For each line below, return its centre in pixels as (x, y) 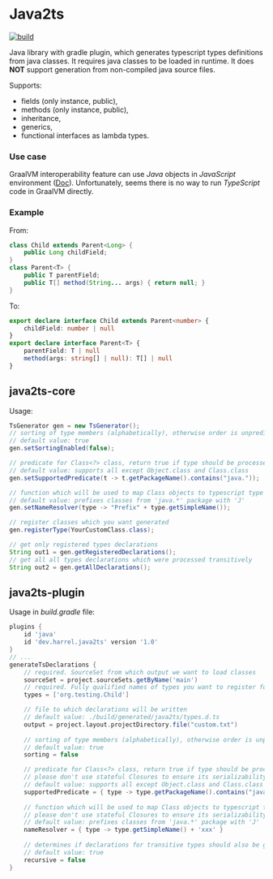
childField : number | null (69, 328)
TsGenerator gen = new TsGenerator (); (75, 426)
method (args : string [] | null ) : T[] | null (98, 359)
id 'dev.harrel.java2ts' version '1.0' (91, 642)
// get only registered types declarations (84, 545)
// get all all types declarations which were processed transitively (131, 560)
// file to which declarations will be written (105, 710)
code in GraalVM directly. (51, 192)
